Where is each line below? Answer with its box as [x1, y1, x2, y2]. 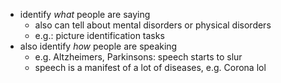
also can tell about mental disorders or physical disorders [34, 19, 272, 31]
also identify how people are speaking [19, 40, 178, 52]
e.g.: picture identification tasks [34, 30, 165, 41]
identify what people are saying [19, 9, 151, 20]
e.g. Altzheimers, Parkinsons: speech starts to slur [34, 51, 243, 63]
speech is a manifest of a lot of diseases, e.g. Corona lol [34, 62, 267, 73]
